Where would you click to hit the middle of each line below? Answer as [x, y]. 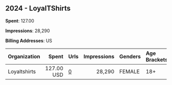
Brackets [157, 59]
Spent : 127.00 [20, 20]
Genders [130, 56]
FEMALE [130, 71]
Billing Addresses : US [29, 40]
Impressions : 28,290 [28, 31]
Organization [24, 56]
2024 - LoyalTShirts [38, 8]
